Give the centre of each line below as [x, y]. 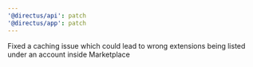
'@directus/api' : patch [47, 16]
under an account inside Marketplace [69, 54]
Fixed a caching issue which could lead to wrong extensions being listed [126, 45]
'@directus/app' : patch [47, 23]
